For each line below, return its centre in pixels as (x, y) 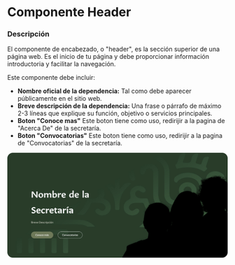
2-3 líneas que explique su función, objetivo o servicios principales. (115, 113)
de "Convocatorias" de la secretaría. (70, 143)
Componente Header (69, 12)
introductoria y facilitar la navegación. (62, 64)
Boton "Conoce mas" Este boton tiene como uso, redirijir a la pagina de (121, 121)
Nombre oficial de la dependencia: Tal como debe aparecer (105, 91)
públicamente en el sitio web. (60, 99)
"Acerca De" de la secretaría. (59, 128)
